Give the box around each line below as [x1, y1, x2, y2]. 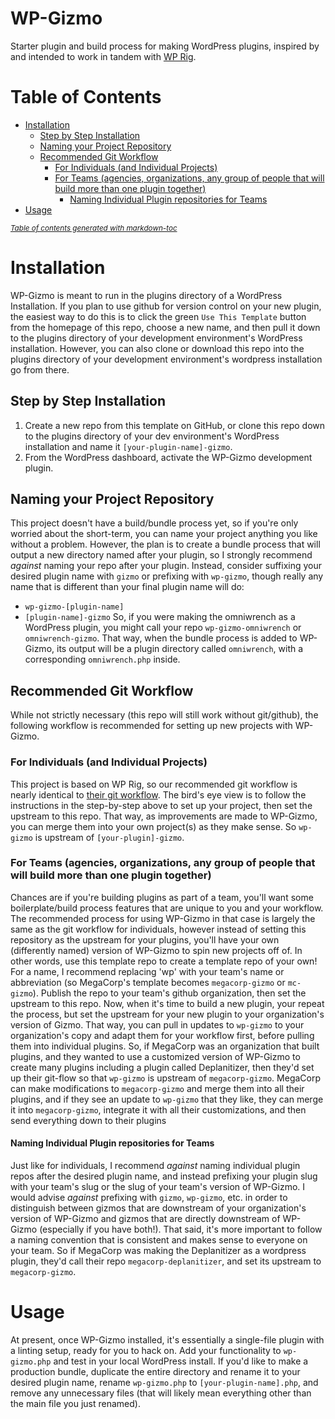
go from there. [10, 363, 70, 376]
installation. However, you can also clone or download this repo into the [10, 342, 305, 354]
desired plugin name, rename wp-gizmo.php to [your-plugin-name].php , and [10, 1376, 319, 1388]
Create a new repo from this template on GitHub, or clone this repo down [24, 419, 325, 431]
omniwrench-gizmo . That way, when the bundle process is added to [24, 632, 298, 644]
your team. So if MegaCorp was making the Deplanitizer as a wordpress [10, 1245, 307, 1257]
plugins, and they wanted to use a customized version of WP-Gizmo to [10, 1050, 301, 1062]
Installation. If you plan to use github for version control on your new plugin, [10, 300, 322, 312]
